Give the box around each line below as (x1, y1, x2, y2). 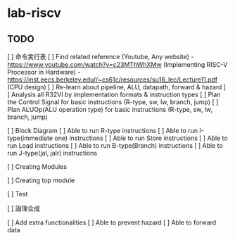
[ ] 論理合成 (7, 204, 41, 213)
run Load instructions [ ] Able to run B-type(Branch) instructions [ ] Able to (7, 141, 223, 149)
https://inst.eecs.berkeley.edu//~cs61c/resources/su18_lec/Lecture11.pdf (7, 75, 218, 84)
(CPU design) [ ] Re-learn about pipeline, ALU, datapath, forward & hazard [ (7, 83, 227, 91)
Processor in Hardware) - (7, 68, 81, 76)
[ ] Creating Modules (7, 163, 68, 170)
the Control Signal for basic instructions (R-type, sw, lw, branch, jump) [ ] (7, 98, 219, 106)
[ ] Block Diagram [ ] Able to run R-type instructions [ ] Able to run (7, 127, 198, 134)
